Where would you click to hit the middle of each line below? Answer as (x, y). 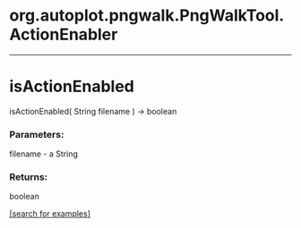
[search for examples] (50, 214)
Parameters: (37, 134)
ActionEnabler (64, 34)
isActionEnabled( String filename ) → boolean (93, 111)
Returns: (29, 177)
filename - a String (44, 154)
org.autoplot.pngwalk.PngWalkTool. (147, 16)
